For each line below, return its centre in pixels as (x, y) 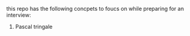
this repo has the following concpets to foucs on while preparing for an (95, 9)
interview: (19, 15)
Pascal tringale (34, 27)
